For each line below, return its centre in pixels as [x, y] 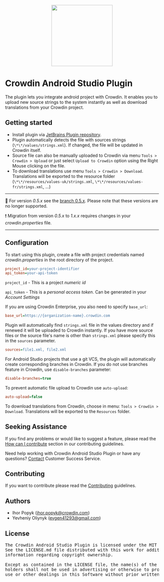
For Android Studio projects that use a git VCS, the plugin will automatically [81, 359]
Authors [18, 501]
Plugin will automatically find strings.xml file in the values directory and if [79, 325]
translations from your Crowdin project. [44, 107]
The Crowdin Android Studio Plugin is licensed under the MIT [81, 545]
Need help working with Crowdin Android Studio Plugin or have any [73, 453]
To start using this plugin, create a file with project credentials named [75, 254]
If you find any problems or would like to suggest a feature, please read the [81, 438]
